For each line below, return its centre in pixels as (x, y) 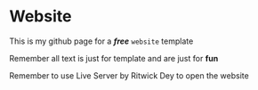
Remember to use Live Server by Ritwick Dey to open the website (129, 75)
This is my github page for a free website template (101, 41)
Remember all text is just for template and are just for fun (114, 58)
